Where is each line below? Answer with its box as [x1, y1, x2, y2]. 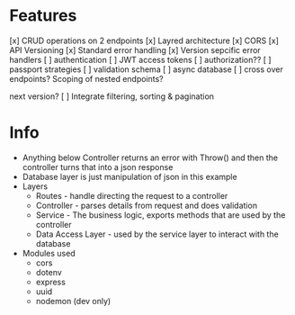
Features [9, 5, 77, 26]
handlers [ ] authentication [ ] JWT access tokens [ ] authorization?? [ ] [9, 54, 272, 65]
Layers [22, 181, 48, 192]
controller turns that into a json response [22, 161, 174, 172]
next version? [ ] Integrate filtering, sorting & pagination [9, 91, 214, 102]
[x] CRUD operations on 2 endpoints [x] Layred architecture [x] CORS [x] [9, 35, 279, 46]
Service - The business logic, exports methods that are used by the [35, 209, 286, 220]
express [35, 276, 66, 287]
